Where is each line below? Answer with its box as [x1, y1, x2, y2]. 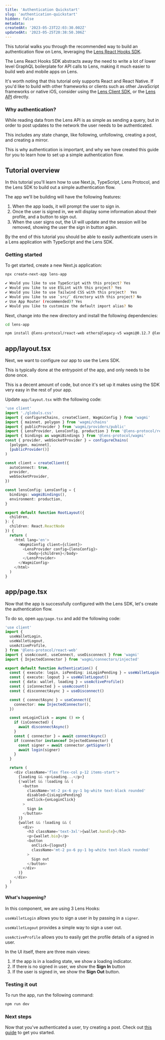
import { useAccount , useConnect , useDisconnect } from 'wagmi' [5, 652, 139, 657]
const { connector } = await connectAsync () [14, 734, 107, 739]
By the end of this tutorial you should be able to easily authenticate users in [5, 234, 158, 240]
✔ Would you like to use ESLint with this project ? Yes [5, 285, 122, 290]
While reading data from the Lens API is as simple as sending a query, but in [5, 117, 159, 123]
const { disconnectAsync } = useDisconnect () [9, 688, 105, 693]
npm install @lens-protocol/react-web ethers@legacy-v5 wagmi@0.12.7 [5, 331, 151, 336]
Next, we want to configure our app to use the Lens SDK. [5, 357, 120, 363]
